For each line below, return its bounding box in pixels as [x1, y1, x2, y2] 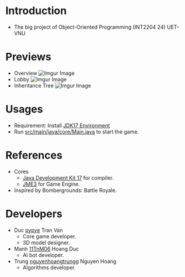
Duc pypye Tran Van [13, 227, 63, 234]
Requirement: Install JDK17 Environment [13, 122, 110, 129]
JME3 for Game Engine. [22, 180, 80, 187]
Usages [5, 102, 43, 116]
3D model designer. [22, 239, 70, 246]
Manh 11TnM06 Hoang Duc [13, 245, 79, 252]
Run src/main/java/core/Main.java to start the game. [13, 128, 139, 135]
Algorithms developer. [22, 264, 76, 271]
